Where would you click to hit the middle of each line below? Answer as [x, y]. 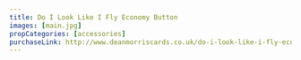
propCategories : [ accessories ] [68, 34]
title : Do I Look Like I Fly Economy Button [94, 17]
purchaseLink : [36, 42]
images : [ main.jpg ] [46, 26]
